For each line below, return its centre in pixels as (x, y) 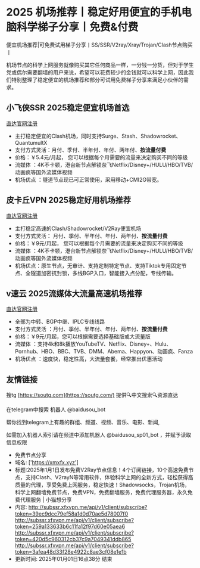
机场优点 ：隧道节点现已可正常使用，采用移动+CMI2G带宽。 (88, 179)
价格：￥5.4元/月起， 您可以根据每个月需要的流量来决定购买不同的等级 (101, 157)
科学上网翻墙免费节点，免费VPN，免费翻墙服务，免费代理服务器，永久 (101, 492)
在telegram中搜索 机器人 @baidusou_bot (56, 409)
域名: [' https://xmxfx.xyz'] (46, 463)
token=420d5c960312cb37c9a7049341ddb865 (73, 539)
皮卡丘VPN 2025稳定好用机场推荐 (68, 200)
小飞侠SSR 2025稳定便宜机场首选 (68, 108)
